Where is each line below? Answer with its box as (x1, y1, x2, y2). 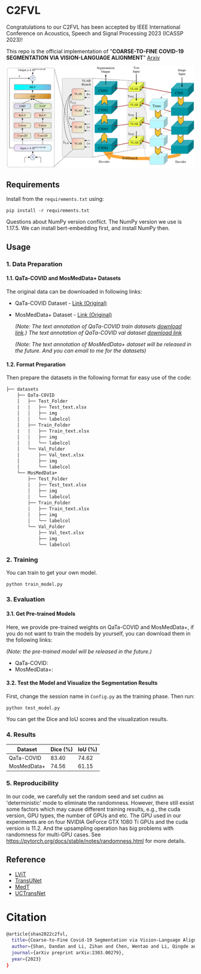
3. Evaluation (6, 596, 45, 604)
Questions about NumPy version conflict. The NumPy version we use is (6, 218, 182, 225)
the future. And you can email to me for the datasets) (14, 347, 147, 354)
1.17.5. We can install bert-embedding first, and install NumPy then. (6, 225, 170, 232)
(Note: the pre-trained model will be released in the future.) (6, 648, 153, 655)
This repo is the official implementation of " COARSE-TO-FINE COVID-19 (6, 47, 184, 54)
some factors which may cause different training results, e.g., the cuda (6, 805, 181, 813)
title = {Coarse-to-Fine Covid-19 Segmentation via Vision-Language (11, 937, 181, 944)
